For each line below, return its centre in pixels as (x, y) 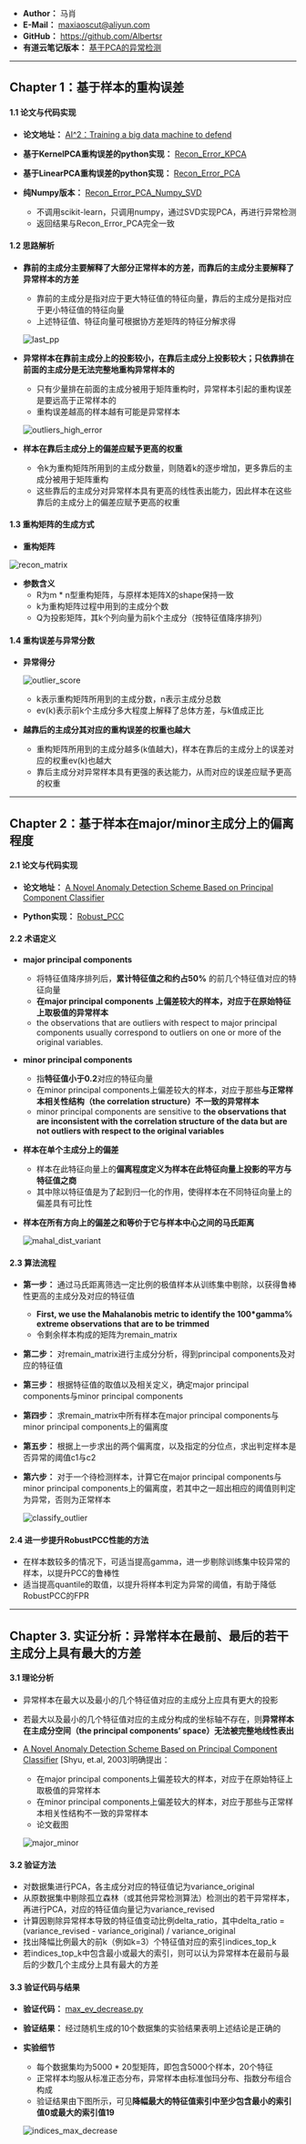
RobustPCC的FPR (56, 1596)
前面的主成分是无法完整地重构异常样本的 (98, 369)
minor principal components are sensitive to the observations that (161, 1112)
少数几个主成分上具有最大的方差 (99, 1965)
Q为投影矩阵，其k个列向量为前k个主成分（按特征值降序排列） (151, 618)
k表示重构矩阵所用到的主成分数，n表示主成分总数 (128, 699)
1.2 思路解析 (32, 246)
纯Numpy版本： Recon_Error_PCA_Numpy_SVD (112, 192)
